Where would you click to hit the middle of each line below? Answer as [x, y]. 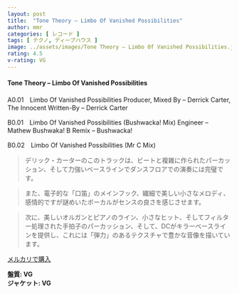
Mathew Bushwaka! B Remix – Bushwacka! [70, 130]
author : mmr [25, 27]
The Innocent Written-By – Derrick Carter [68, 107]
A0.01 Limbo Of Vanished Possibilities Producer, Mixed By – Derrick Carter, [119, 100]
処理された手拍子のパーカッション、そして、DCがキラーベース [122, 226]
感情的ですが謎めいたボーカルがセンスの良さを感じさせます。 [115, 202]
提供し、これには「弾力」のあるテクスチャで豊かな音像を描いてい [134, 235]
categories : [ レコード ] [44, 34]
